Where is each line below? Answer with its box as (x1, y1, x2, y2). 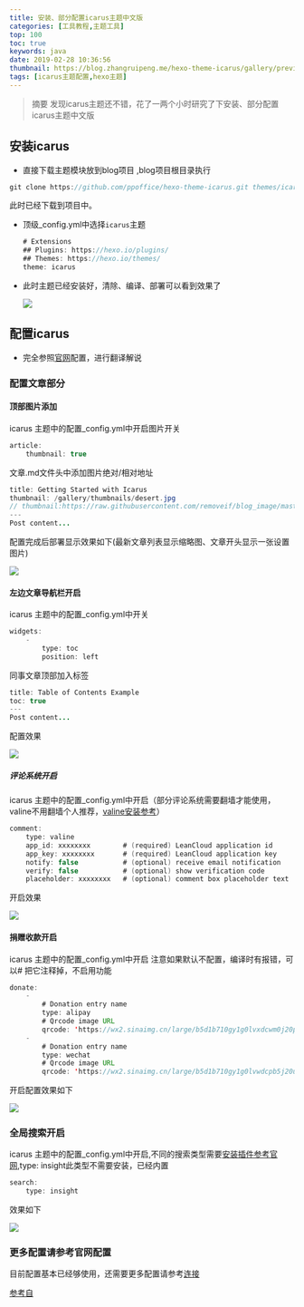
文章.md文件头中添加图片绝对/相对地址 (9, 467, 154, 478)
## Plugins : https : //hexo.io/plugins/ (22, 246, 169, 255)
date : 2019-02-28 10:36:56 (9, 55, 111, 64)
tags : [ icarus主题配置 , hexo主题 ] (9, 73, 128, 82)
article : (9, 441, 43, 450)
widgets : (9, 627, 43, 636)
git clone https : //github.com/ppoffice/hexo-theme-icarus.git (9, 182, 249, 191)
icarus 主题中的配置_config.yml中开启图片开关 (9, 422, 181, 433)
